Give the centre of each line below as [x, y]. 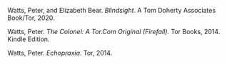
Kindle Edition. [29, 39]
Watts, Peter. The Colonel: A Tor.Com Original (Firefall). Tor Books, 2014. [114, 32]
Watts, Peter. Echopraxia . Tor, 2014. [60, 53]
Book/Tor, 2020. [31, 18]
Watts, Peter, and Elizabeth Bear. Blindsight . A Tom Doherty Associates [112, 10]
